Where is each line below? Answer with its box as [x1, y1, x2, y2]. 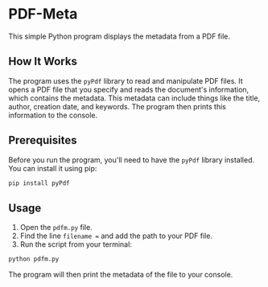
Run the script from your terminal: [19, 240, 133, 249]
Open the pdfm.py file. [19, 223, 93, 232]
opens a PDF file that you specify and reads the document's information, [8, 84, 249, 94]
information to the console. [8, 110, 98, 120]
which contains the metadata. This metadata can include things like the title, [8, 93, 261, 103]
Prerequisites [8, 133, 77, 147]
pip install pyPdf [8, 178, 70, 187]
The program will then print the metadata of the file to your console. [8, 270, 233, 280]
